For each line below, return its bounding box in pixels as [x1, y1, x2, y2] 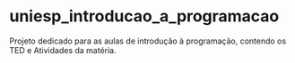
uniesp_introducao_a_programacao [9, 6, 280, 27]
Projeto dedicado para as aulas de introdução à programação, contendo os [9, 35, 287, 46]
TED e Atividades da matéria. [9, 44, 117, 55]
